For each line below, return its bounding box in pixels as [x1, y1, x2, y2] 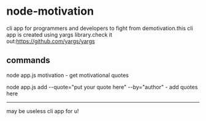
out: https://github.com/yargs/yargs [6, 37, 95, 45]
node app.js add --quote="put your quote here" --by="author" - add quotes [6, 83, 198, 90]
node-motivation [6, 4, 94, 18]
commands [6, 55, 50, 65]
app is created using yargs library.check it [6, 31, 112, 38]
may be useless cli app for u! [6, 107, 79, 114]
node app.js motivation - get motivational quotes [6, 71, 129, 79]
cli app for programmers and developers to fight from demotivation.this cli [6, 24, 193, 32]
